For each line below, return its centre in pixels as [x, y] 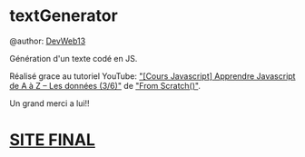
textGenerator [64, 16]
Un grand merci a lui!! [49, 103]
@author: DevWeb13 [48, 41]
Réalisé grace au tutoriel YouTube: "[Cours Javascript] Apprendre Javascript [152, 76]
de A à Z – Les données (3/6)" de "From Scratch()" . [105, 85]
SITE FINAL [52, 140]
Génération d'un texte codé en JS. [74, 58]
